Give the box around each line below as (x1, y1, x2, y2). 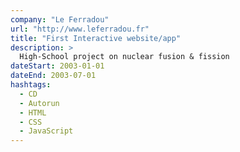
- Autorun (19, 98, 60, 108)
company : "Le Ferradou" (10, 14, 110, 25)
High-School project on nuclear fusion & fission (19, 52, 230, 62)
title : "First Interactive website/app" (10, 33, 182, 43)
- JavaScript (19, 126, 74, 136)
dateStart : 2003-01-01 (10, 61, 105, 71)
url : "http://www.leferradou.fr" (10, 24, 150, 34)
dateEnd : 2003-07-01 (10, 71, 97, 81)
